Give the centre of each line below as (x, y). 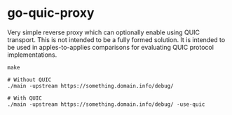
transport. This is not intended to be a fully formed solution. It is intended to (116, 39)
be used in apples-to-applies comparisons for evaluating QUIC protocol (110, 47)
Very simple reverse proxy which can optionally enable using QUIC (104, 32)
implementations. (32, 55)
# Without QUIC (29, 80)
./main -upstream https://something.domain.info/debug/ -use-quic (106, 104)
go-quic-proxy (51, 13)
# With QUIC (25, 98)
